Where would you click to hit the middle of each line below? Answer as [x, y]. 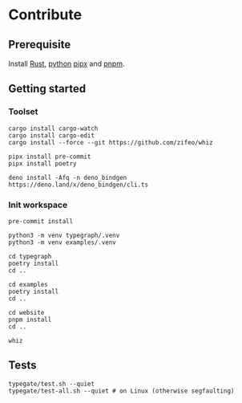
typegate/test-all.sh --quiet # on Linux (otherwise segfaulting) [121, 391]
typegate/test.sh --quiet [51, 384]
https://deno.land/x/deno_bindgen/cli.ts [79, 185]
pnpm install [30, 320]
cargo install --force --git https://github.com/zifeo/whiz [111, 142]
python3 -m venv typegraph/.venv [64, 235]
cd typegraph [30, 256]
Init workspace [38, 205]
